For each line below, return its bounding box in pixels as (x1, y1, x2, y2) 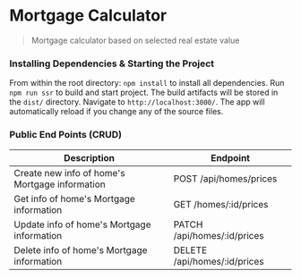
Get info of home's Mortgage (13, 192, 136, 205)
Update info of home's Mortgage (13, 218, 151, 231)
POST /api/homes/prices (173, 172, 278, 184)
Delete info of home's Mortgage (13, 243, 148, 256)
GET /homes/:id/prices (173, 198, 269, 210)
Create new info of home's (13, 166, 125, 179)
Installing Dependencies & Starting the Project (9, 57, 215, 70)
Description (64, 151, 115, 164)
